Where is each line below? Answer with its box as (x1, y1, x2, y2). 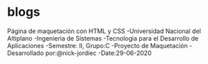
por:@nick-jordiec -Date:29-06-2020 (44, 49, 152, 57)
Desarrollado (7, 49, 44, 57)
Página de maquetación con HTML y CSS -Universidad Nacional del (7, 27, 201, 35)
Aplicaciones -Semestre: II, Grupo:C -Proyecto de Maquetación (7, 41, 189, 50)
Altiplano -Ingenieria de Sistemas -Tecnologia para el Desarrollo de (7, 34, 199, 42)
